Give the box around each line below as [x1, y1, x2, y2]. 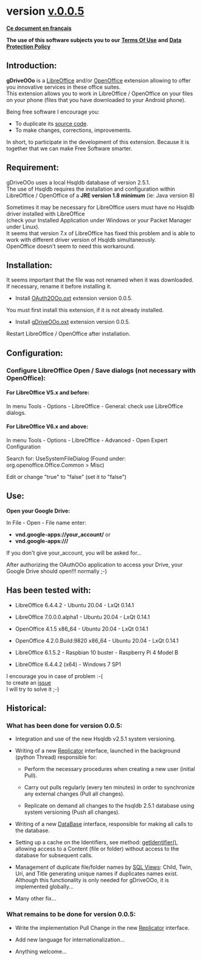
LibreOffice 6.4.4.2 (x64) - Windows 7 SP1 [15, 660, 122, 668]
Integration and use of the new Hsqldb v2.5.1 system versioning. [15, 735, 176, 743]
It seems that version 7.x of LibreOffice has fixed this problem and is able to [6, 229, 195, 236]
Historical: [6, 703, 47, 714]
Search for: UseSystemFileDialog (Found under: [6, 455, 126, 462]
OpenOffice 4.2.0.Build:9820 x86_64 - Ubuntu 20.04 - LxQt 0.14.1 [15, 637, 179, 644]
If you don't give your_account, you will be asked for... [6, 549, 142, 557]
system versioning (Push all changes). [24, 808, 120, 816]
